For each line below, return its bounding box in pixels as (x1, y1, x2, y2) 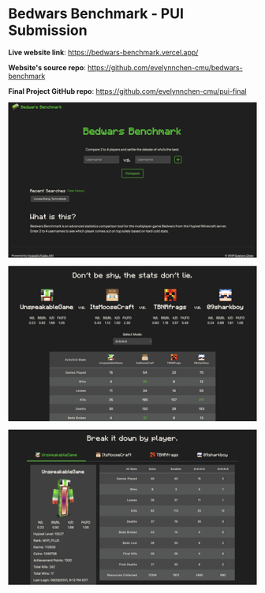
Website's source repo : (8, 62, 87, 72)
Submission (8, 21, 88, 39)
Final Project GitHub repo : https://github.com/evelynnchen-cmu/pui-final (8, 86, 247, 95)
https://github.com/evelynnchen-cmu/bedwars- (87, 62, 243, 72)
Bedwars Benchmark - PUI (8, 5, 184, 23)
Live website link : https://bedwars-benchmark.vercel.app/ (8, 47, 199, 57)
